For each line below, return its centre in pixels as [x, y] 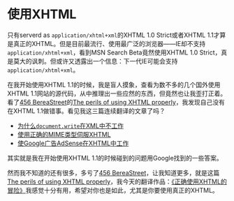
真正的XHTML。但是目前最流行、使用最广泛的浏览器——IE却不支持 [109, 43]
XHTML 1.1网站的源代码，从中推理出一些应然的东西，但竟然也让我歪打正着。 [117, 93]
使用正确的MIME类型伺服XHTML [64, 134]
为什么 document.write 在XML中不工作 [71, 126]
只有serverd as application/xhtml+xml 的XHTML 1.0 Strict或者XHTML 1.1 [111, 35]
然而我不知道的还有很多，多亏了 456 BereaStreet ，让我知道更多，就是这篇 [114, 172]
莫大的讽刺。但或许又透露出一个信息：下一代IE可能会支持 [95, 61]
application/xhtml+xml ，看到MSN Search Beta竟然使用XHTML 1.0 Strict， [114, 52]
